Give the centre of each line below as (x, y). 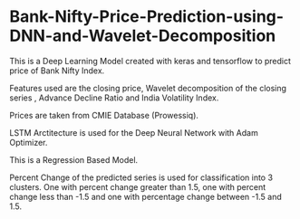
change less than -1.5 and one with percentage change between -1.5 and (146, 196)
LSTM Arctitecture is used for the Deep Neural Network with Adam (134, 132)
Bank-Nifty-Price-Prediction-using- (146, 17)
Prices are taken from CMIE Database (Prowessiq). (104, 115)
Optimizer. (29, 142)
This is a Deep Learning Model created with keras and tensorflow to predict (150, 61)
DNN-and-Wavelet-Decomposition (143, 36)
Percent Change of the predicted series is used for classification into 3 (141, 177)
